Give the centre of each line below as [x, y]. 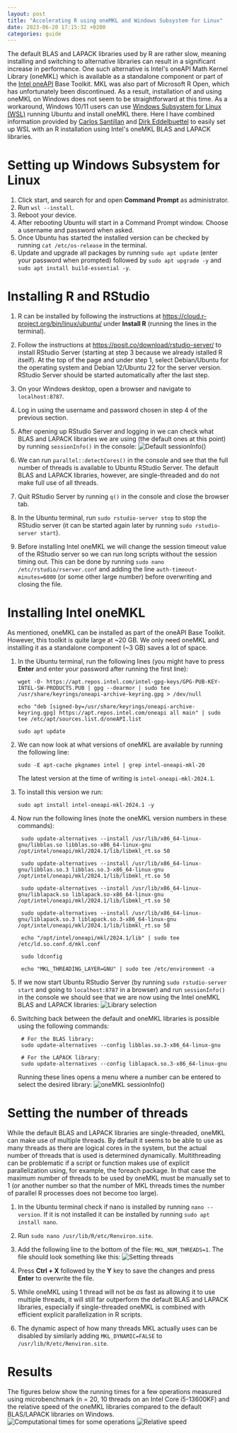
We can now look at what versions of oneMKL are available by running [120, 745]
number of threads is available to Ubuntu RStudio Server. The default [118, 468]
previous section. [43, 418]
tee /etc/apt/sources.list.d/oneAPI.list [79, 719]
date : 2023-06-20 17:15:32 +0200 [57, 27]
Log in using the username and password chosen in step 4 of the [112, 410]
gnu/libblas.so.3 [43, 870]
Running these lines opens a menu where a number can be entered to [119, 1077]
